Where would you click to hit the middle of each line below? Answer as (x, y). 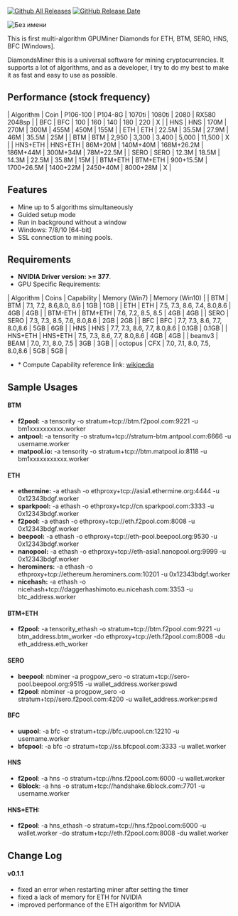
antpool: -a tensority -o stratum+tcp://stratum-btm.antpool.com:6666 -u (124, 436)
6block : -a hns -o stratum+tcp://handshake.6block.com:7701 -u (111, 786)
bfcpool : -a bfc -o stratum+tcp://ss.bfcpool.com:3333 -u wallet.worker (122, 746)
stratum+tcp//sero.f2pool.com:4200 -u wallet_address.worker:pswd (118, 699)
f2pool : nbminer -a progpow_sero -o (71, 691)
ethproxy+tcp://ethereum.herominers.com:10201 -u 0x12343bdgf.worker (124, 574)
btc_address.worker (47, 597)
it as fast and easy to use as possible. (62, 75)
